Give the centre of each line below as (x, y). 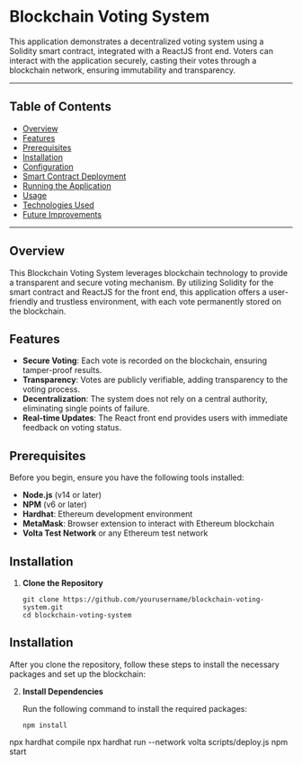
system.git (43, 608)
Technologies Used (58, 205)
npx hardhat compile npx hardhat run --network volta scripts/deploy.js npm (149, 742)
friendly (24, 301)
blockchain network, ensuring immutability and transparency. (123, 70)
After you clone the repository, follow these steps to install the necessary (145, 664)
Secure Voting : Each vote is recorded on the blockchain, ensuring (145, 360)
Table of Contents (61, 107)
